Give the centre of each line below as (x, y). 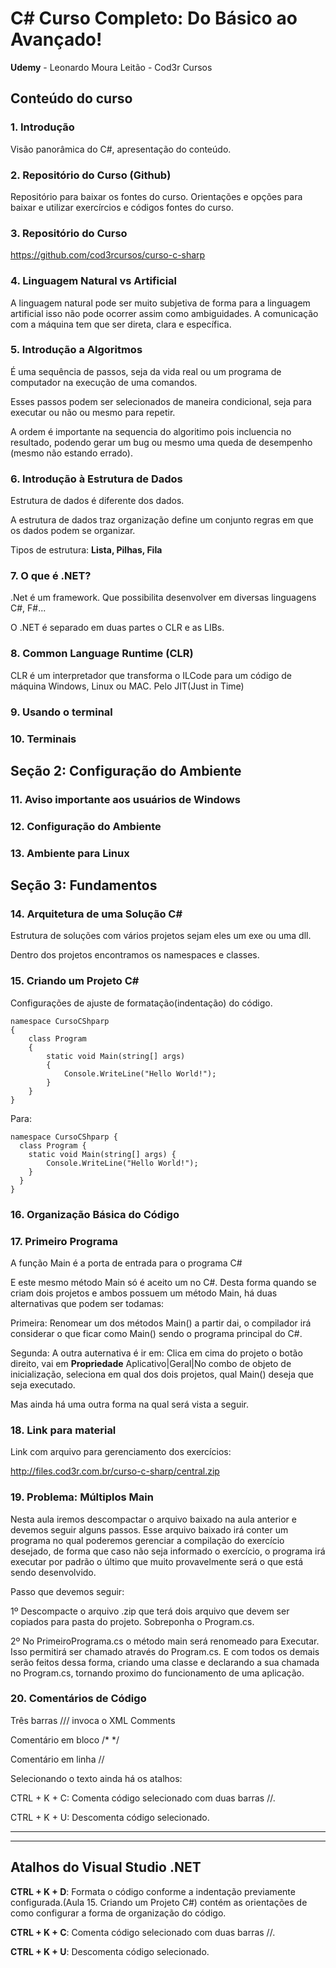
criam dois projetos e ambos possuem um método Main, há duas (144, 1293)
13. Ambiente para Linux (70, 853)
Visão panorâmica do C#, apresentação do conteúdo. (121, 149)
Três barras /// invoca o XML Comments (93, 1720)
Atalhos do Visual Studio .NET (106, 1867)
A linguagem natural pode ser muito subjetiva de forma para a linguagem (160, 303)
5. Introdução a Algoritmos (76, 350)
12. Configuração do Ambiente (86, 826)
